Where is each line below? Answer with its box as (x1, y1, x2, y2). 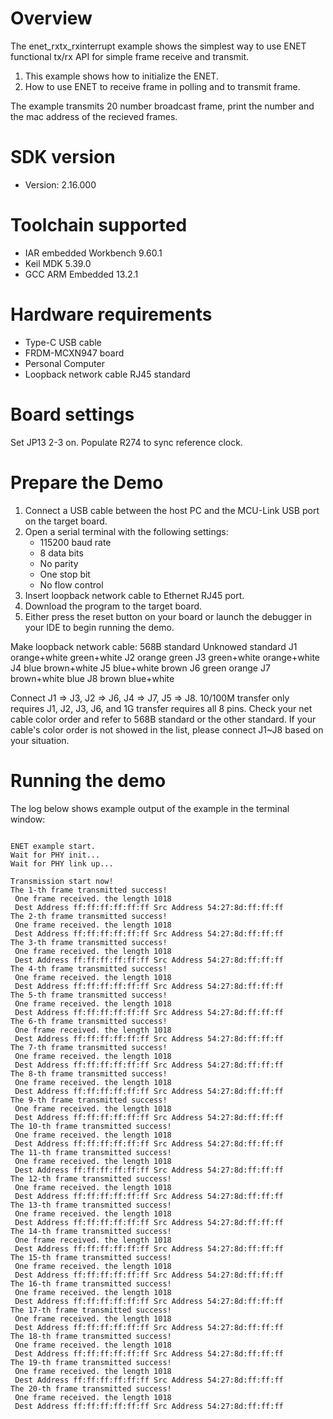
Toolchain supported (10, 214, 188, 237)
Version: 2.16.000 (24, 178, 97, 191)
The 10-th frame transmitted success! (10, 1121, 172, 1131)
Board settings (10, 403, 135, 426)
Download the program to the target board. (24, 600, 203, 612)
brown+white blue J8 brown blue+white (10, 672, 175, 684)
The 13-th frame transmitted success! (10, 1200, 172, 1210)
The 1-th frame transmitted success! (10, 885, 168, 895)
